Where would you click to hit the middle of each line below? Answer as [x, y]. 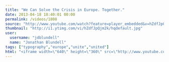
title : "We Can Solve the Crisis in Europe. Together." [65, 10]
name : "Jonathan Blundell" [38, 42]
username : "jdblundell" [34, 38]
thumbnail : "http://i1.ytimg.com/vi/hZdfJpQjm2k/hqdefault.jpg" [74, 28]
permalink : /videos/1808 [31, 19]
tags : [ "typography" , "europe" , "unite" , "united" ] [57, 47]
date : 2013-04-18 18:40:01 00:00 [40, 14]
